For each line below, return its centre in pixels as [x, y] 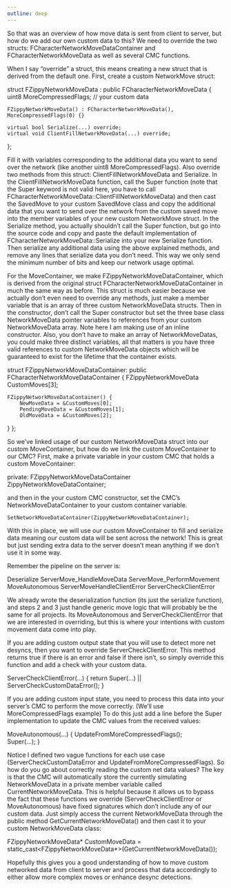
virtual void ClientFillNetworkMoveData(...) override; [89, 133]
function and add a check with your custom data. [77, 664]
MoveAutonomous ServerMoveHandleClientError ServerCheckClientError [111, 586]
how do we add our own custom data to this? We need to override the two [112, 40]
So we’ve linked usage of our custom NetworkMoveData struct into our [108, 441]
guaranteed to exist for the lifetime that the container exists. [92, 356]
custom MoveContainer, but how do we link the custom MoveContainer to [112, 449]
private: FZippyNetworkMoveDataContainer [69, 476]
